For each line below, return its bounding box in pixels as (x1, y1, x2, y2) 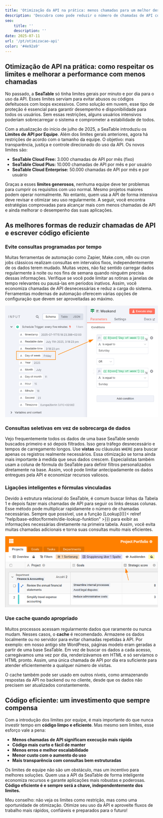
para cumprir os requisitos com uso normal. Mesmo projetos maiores (5, 186, 143, 192)
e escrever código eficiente (5, 229, 90, 237)
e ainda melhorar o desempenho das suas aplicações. (5, 207, 113, 213)
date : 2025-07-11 (5, 34, 40, 39)
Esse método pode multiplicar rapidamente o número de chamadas (5, 506, 139, 511)
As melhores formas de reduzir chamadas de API (5, 221, 156, 229)
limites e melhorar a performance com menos (5, 70, 146, 78)
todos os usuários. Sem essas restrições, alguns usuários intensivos (5, 111, 142, 117)
